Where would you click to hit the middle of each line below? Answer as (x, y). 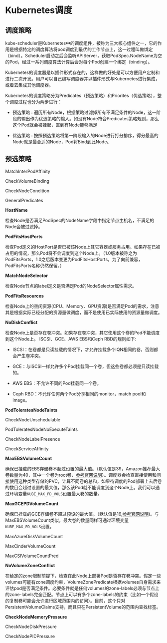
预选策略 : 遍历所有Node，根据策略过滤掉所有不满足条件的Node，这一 (84, 112)
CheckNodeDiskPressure (31, 627)
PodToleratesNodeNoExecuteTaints (42, 429)
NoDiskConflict (21, 322)
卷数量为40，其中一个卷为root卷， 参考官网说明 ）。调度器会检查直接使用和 (81, 475)
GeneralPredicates (24, 200)
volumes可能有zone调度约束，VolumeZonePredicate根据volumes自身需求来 (83, 582)
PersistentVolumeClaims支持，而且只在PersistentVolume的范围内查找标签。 (83, 607)
